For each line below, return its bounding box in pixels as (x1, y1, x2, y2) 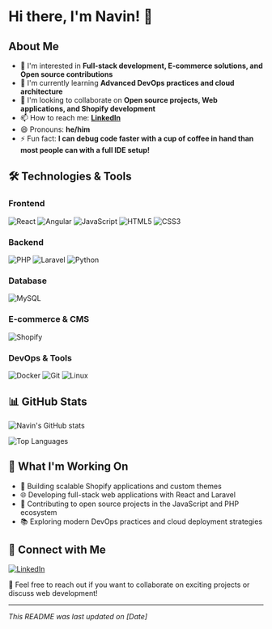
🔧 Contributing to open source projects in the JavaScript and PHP (19, 499, 240, 509)
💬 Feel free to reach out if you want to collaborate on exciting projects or (8, 580, 250, 589)
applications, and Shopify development (19, 104, 156, 113)
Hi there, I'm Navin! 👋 (8, 7, 154, 26)
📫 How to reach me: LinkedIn (19, 113, 121, 122)
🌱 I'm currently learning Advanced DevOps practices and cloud (19, 78, 235, 87)
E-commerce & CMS (8, 314, 90, 325)
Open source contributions (19, 70, 113, 79)
